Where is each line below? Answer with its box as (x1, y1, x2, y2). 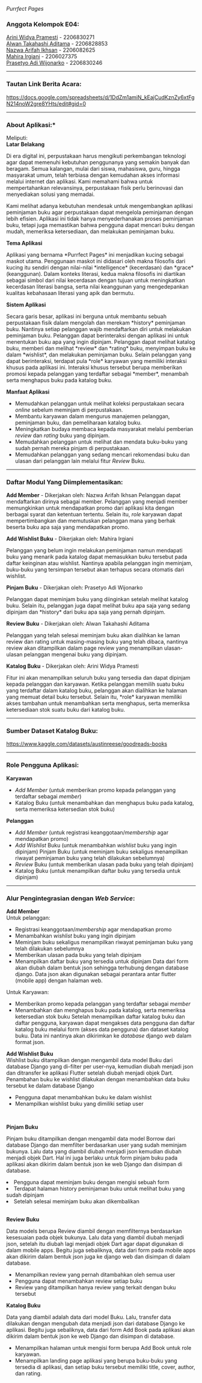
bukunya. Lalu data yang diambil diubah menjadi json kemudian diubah (6, 1148, 182, 1155)
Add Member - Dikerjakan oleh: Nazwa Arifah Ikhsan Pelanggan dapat (6, 492, 181, 499)
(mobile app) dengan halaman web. (14, 977, 103, 985)
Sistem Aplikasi (6, 301, 46, 308)
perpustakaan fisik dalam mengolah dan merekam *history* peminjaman (6, 319, 186, 326)
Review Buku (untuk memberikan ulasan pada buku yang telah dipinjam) (14, 861, 194, 868)
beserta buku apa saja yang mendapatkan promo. (6, 524, 129, 531)
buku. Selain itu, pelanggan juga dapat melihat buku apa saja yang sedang (6, 602, 191, 609)
